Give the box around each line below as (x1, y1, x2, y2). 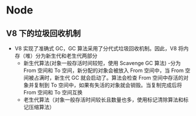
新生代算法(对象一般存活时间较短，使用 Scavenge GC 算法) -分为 (23, 60, 181, 66)
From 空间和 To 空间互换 (23, 89, 83, 95)
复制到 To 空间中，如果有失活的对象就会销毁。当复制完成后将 (34, 81, 182, 88)
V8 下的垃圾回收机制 (6, 28, 81, 38)
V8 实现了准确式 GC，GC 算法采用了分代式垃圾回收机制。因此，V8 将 (14, 45, 184, 52)
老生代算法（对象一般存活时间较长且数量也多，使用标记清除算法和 (23, 96, 184, 103)
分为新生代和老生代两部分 (35, 52, 98, 59)
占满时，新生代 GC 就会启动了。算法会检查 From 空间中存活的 (34, 74, 184, 81)
